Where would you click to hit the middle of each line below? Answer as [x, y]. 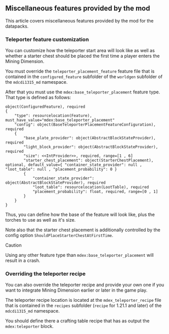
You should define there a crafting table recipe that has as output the [77, 321]
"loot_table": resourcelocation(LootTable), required [91, 187]
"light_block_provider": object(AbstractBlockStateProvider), [91, 147]
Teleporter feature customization [47, 39]
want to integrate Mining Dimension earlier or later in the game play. [76, 290]
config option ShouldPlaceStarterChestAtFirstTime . [59, 235]
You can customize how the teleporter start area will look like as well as [80, 51]
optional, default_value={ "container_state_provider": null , [74, 165]
